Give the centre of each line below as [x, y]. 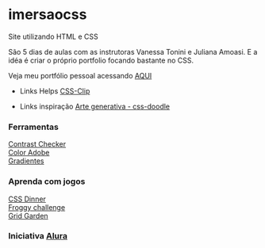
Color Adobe [29, 153]
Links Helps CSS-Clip [55, 91]
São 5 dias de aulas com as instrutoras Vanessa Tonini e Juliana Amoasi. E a [133, 52]
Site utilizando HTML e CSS [53, 36]
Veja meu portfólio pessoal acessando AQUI [80, 75]
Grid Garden [29, 216]
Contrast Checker [37, 144]
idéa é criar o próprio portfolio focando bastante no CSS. [101, 60]
